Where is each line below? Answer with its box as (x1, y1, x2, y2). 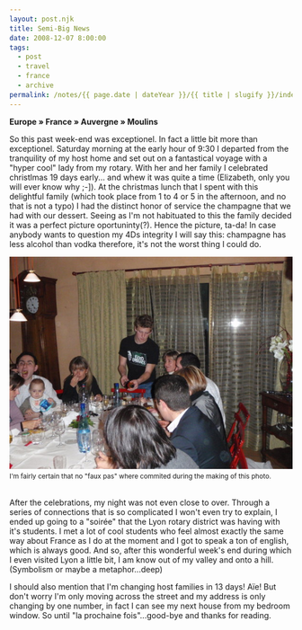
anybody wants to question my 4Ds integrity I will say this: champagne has (9, 229, 287, 240)
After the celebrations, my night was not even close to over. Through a (9, 497, 271, 508)
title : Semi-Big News (9, 23, 91, 33)
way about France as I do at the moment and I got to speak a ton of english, (9, 535, 289, 546)
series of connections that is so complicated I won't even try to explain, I (9, 506, 278, 517)
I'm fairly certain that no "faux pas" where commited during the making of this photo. (9, 472, 271, 481)
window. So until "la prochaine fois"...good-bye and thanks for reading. (9, 609, 271, 620)
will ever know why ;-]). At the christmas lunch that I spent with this (9, 181, 259, 192)
